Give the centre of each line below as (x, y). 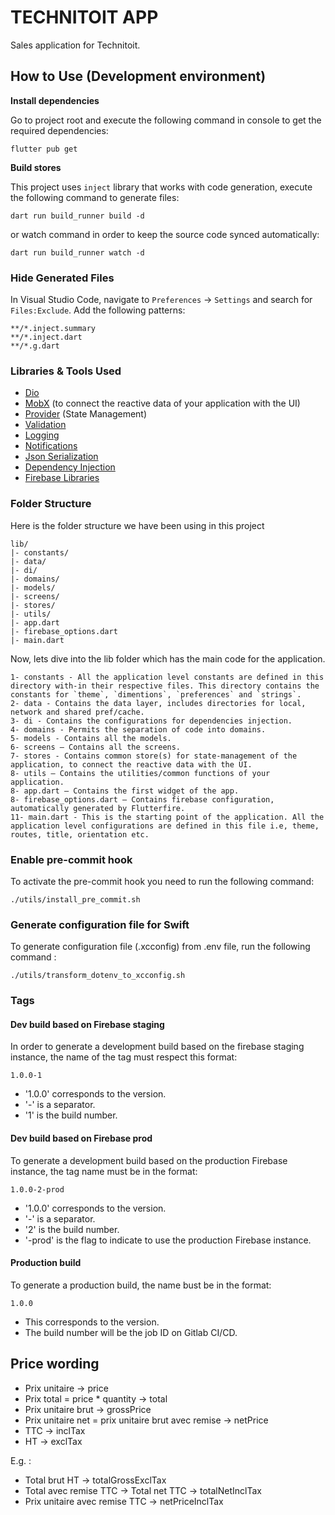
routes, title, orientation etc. (80, 834)
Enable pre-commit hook (71, 859)
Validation (45, 425)
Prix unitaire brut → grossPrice (88, 1409)
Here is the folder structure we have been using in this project (137, 525)
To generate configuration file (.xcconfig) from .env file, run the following (160, 947)
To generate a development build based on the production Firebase (149, 1160)
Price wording (55, 1364)
